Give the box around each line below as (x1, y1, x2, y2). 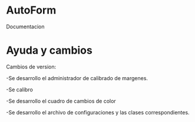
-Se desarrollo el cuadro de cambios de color (6, 97, 116, 104)
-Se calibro (6, 86, 34, 93)
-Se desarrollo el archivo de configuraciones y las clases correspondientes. (6, 108, 190, 116)
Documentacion (6, 23, 45, 30)
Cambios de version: (6, 63, 57, 70)
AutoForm (6, 4, 57, 17)
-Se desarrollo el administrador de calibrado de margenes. (6, 74, 148, 81)
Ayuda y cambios (6, 44, 92, 57)
